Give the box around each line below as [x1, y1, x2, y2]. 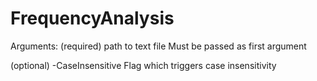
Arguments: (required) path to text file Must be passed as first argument [10, 40, 307, 52]
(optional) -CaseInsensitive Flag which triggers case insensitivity [10, 59, 277, 71]
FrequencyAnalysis [10, 7, 175, 30]
